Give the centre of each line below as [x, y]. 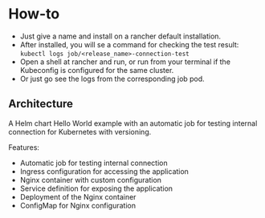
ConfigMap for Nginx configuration [78, 205]
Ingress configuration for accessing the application [104, 171]
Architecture [41, 104]
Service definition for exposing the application [96, 188]
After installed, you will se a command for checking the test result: [129, 44]
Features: [24, 147]
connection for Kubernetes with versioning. [80, 131]
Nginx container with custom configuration [91, 180]
